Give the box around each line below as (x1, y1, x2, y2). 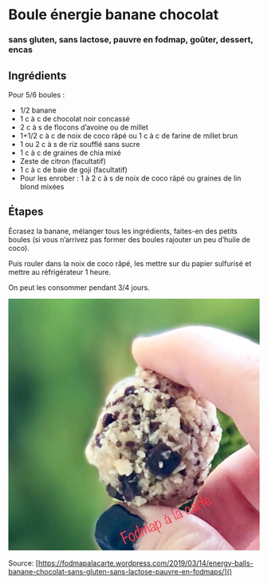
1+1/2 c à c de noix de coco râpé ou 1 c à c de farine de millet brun (19, 130, 238, 141)
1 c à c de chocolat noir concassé (19, 113, 130, 123)
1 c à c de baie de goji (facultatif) (19, 165, 128, 174)
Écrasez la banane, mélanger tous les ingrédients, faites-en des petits (8, 226, 238, 236)
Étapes (8, 205, 44, 219)
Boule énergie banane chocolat (8, 6, 219, 24)
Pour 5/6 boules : (8, 89, 65, 99)
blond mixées (19, 181, 65, 191)
